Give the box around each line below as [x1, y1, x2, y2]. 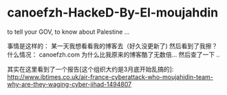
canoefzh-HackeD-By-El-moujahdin [7, 5, 219, 21]
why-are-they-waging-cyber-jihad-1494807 [7, 80, 132, 88]
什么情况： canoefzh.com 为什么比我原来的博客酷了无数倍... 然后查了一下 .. [7, 50, 220, 59]
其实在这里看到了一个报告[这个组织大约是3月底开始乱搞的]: [7, 65, 174, 73]
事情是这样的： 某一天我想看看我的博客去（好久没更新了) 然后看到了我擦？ [7, 41, 218, 50]
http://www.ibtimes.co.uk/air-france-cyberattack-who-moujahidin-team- [7, 72, 213, 81]
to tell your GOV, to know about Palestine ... [7, 28, 130, 36]
